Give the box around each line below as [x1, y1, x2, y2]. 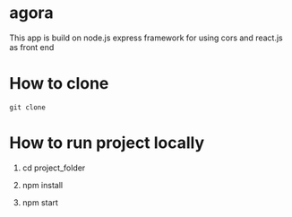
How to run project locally [9, 133, 205, 153]
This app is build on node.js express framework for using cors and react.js [9, 32, 284, 43]
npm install [21, 179, 64, 190]
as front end [9, 41, 55, 52]
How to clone [9, 74, 109, 94]
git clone [9, 102, 47, 112]
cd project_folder [21, 162, 86, 173]
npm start [21, 196, 58, 208]
